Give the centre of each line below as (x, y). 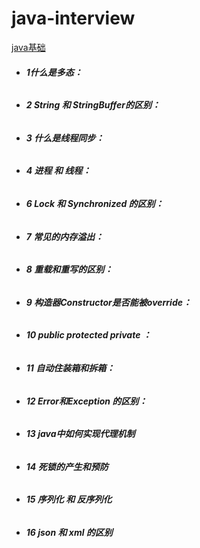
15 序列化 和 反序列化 (69, 499)
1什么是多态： (54, 72)
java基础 (28, 47)
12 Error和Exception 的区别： (86, 401)
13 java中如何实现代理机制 (80, 434)
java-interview (73, 18)
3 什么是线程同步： (65, 138)
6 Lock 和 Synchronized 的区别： (94, 203)
